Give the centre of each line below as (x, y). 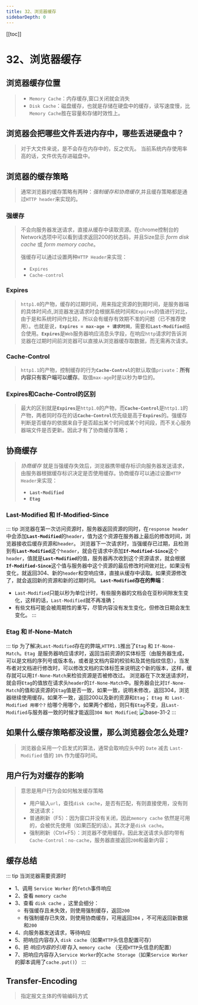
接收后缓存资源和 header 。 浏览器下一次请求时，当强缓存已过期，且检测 (102, 543)
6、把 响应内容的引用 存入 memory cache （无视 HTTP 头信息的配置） (95, 947)
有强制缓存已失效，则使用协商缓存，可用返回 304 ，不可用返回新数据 (106, 918)
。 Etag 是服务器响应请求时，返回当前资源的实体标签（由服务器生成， (103, 653)
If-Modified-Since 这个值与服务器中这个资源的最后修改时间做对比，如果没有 (98, 566)
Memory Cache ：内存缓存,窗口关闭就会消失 (80, 98)
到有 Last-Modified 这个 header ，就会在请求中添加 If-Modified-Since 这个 (92, 551)
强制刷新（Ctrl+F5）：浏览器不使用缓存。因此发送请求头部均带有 (107, 833)
